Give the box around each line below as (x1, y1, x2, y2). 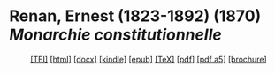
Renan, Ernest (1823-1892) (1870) (9, 6, 262, 26)
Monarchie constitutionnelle (9, 25, 223, 45)
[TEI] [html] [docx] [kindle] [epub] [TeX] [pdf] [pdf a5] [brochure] (30, 54, 267, 64)
